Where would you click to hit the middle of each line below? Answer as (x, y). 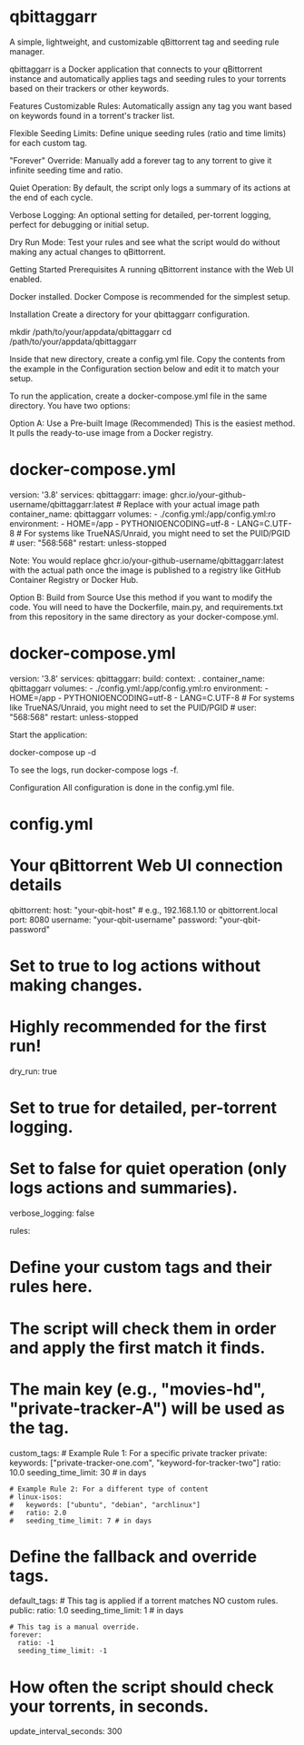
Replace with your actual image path (191, 504)
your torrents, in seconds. (109, 1706)
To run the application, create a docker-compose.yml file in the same (138, 396)
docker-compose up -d (53, 752)
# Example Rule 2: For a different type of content (109, 1489)
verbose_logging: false (52, 1213)
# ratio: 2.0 (38, 1513)
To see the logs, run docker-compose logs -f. (94, 770)
